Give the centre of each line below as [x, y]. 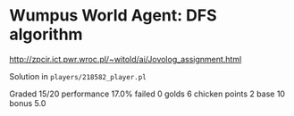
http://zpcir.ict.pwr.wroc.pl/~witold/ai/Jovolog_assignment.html [126, 59]
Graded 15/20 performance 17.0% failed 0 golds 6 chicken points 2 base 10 [147, 94]
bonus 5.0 [28, 103]
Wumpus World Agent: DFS [113, 16]
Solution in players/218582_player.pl [78, 76]
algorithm [46, 34]
